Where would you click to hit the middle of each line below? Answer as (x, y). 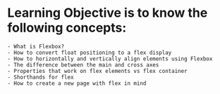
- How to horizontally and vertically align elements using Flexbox (110, 59)
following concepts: (67, 28)
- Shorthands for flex (41, 77)
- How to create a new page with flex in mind (77, 83)
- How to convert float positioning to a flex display (90, 53)
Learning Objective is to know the (108, 13)
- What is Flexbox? (36, 46)
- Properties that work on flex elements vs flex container (98, 71)
